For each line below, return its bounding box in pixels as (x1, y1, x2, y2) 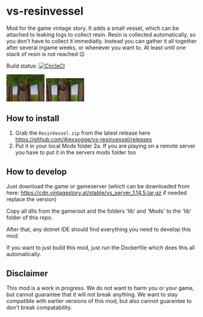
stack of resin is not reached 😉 (6, 50, 85, 57)
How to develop (6, 166, 67, 177)
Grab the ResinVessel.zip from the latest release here (15, 129, 151, 137)
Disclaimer (6, 268, 48, 279)
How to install (6, 113, 60, 123)
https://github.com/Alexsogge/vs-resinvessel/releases (15, 136, 152, 143)
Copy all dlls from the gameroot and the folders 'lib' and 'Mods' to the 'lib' (6, 207, 192, 215)
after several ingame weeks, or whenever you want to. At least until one (6, 44, 186, 51)
